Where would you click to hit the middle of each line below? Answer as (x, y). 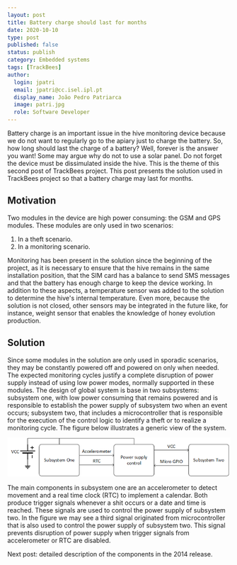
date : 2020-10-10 (33, 30)
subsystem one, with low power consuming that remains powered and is (112, 398)
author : (19, 74)
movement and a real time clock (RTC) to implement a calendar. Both (108, 495)
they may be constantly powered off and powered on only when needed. (113, 367)
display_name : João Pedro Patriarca (68, 97)
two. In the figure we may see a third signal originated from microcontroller (116, 518)
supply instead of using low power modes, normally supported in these (111, 382)
